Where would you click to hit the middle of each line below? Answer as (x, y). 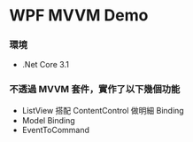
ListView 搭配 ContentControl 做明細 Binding (103, 110)
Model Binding (48, 120)
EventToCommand (56, 130)
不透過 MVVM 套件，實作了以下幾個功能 (95, 90)
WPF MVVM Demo (79, 16)
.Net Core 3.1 (45, 65)
